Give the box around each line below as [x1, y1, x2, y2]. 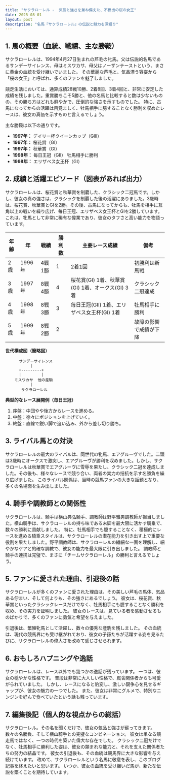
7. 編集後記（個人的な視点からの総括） [5, 710, 125, 719]
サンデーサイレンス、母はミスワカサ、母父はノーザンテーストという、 [9, 63, 155, 69]
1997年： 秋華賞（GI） [12, 146, 60, 152]
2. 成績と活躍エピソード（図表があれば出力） [5, 175, 146, 183]
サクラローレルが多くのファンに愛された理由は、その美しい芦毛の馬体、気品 [5, 589, 165, 595]
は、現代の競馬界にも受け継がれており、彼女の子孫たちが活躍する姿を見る [5, 631, 160, 638]
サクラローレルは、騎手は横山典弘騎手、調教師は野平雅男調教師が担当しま [5, 514, 160, 520]
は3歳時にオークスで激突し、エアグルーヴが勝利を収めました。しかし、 [5, 457, 154, 463]
